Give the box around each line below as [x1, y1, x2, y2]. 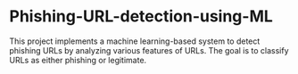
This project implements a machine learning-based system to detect [9, 36, 261, 46]
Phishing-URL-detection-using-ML [9, 6, 274, 27]
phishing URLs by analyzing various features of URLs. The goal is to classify [9, 45, 289, 55]
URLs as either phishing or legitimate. [9, 54, 147, 65]
